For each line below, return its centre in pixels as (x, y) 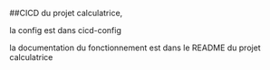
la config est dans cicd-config (66, 30)
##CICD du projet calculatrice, (66, 13)
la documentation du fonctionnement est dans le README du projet (135, 48)
